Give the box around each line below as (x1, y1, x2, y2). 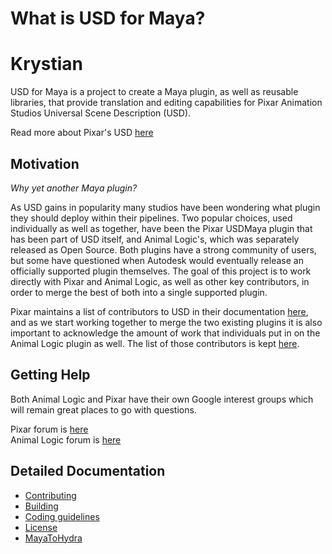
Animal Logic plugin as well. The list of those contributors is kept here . (10, 337, 300, 349)
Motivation (10, 155, 80, 172)
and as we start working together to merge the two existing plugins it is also (10, 316, 323, 328)
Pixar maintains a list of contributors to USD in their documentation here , (10, 305, 309, 317)
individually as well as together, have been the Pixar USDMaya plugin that (10, 222, 313, 234)
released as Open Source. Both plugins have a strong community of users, (10, 243, 317, 256)
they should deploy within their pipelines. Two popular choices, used (10, 212, 293, 224)
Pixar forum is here (10, 423, 89, 435)
